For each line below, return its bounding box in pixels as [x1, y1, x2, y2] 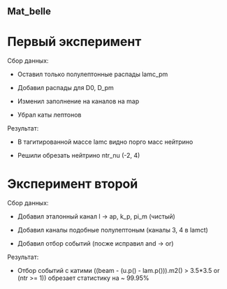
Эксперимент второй [7, 176, 138, 191]
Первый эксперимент [7, 34, 142, 50]
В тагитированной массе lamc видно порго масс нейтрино [17, 138, 193, 146]
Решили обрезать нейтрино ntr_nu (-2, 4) [17, 151, 140, 160]
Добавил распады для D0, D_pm [17, 84, 114, 92]
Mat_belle [7, 6, 51, 17]
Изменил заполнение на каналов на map [17, 97, 140, 105]
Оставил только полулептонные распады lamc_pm [17, 70, 168, 79]
